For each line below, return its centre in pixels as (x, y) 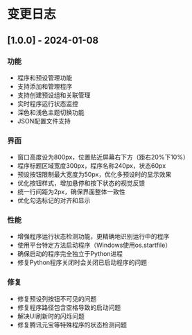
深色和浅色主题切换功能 (51, 112)
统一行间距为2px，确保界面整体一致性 (71, 192)
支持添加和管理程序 (45, 86)
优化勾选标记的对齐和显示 (54, 200)
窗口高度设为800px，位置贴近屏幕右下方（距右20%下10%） (103, 157)
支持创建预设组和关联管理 (54, 95)
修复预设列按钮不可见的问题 (57, 298)
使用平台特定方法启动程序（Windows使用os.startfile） (94, 245)
